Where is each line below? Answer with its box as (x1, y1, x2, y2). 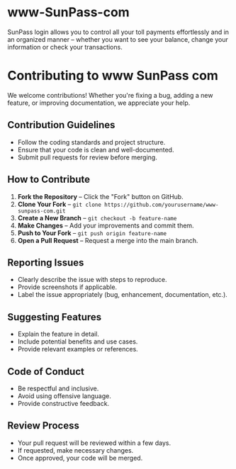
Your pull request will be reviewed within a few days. (17, 439, 172, 447)
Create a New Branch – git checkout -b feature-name (17, 213, 177, 222)
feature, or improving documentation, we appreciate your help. (7, 98, 191, 107)
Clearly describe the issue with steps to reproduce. (17, 276, 167, 284)
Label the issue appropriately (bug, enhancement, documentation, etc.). (17, 290, 228, 299)
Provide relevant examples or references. (17, 345, 138, 354)
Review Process (7, 419, 79, 432)
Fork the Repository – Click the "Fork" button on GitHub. (17, 192, 184, 200)
